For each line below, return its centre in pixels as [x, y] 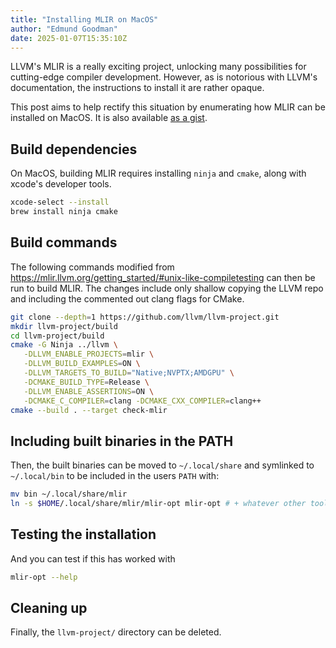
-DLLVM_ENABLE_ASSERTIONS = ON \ [89, 391]
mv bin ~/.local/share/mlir [69, 494]
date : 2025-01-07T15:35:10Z [69, 38]
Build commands [64, 242]
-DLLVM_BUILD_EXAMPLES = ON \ [82, 364]
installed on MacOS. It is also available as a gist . [109, 118]
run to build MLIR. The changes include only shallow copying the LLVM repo [167, 288]
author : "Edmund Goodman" [64, 29]
